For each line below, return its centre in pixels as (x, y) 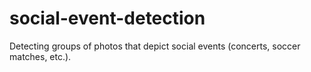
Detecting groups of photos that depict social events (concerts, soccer (155, 46)
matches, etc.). (40, 56)
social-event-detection (107, 18)
